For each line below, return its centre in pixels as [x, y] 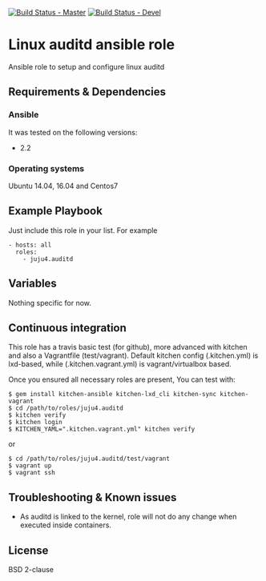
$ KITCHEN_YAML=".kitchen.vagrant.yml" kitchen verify [102, 429]
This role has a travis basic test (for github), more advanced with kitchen [128, 347]
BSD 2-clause [31, 569]
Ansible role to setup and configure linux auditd [87, 66]
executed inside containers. [66, 525]
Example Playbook [55, 211]
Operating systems [46, 168]
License [28, 550]
